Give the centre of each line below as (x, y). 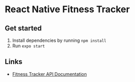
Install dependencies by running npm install (59, 40)
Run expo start (28, 46)
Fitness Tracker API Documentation (50, 74)
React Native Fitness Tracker (67, 9)
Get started (23, 28)
